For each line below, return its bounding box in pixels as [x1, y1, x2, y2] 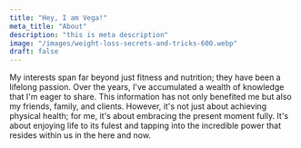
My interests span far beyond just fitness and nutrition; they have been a [9, 72, 281, 83]
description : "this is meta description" [9, 30, 169, 39]
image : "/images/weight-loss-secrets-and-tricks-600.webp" [9, 38, 238, 48]
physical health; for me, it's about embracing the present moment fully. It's [9, 111, 289, 122]
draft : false [9, 47, 59, 56]
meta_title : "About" [9, 22, 88, 31]
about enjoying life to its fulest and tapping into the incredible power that [9, 120, 282, 132]
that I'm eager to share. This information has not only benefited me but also [9, 92, 293, 103]
